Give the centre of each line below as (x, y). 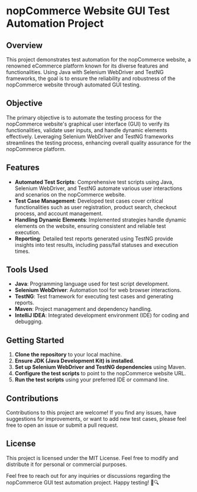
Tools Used (27, 270)
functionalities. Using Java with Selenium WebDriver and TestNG (85, 72)
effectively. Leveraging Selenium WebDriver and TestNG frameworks (90, 136)
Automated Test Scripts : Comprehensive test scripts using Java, (94, 182)
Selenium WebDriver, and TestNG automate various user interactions (98, 188)
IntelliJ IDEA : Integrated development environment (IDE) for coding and (102, 316)
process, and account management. (59, 213)
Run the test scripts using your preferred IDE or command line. (92, 380)
